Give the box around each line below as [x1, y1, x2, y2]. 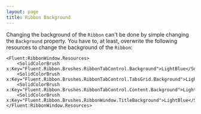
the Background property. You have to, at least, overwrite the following [6, 37, 178, 44]
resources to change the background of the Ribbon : [6, 43, 133, 51]
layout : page [6, 8, 39, 15]
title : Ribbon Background [6, 14, 71, 20]
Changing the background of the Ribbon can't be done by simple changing [6, 31, 190, 38]
